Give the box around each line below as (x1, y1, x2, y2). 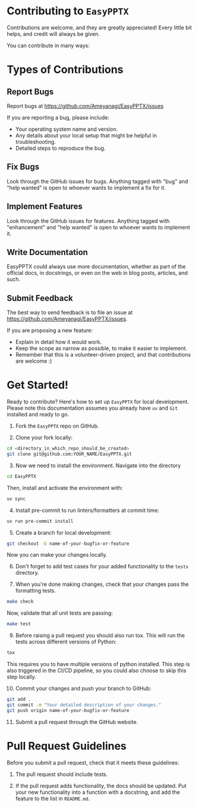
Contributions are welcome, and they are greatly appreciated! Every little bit (7, 24, 192, 31)
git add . (7, 696, 32, 702)
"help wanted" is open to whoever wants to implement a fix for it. (7, 184, 166, 191)
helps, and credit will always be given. (7, 30, 100, 37)
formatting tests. (15, 587, 56, 594)
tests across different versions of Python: (15, 638, 117, 646)
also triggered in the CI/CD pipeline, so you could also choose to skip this (7, 667, 187, 674)
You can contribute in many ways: (7, 42, 90, 49)
